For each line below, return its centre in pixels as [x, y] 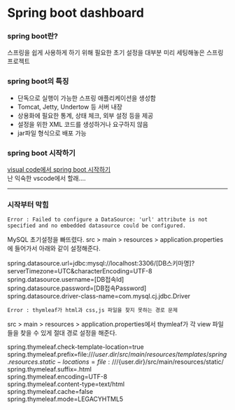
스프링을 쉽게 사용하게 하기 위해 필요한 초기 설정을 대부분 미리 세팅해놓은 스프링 [115, 53]
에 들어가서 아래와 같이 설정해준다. [54, 248]
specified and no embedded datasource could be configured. [97, 226]
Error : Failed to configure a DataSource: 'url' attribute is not [108, 220]
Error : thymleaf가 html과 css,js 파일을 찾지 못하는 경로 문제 [93, 310]
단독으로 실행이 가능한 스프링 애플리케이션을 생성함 [86, 98]
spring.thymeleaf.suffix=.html [50, 369]
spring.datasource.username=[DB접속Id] [66, 280]
